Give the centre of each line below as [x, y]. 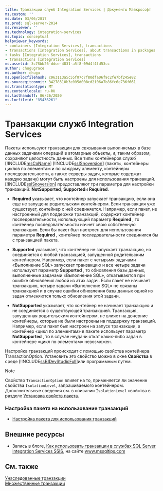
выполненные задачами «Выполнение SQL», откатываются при [78, 275]
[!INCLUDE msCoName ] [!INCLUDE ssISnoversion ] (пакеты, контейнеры [77, 164]
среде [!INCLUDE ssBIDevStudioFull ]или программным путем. [69, 362]
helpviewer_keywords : [27, 41]
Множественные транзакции [35, 483]
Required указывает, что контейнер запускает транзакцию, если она [84, 199]
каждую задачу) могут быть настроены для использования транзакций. [80, 179]
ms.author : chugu [23, 73]
